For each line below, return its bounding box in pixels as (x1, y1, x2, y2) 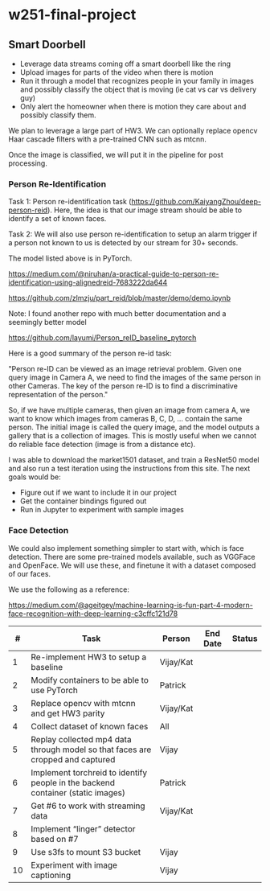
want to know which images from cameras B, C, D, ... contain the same (8, 414, 243, 424)
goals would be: (8, 472, 62, 482)
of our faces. (8, 569, 51, 578)
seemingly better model (8, 318, 87, 327)
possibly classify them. (19, 110, 96, 120)
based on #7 (31, 833, 79, 844)
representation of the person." (8, 390, 108, 400)
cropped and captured (31, 753, 116, 765)
